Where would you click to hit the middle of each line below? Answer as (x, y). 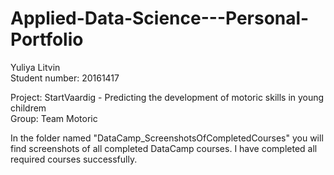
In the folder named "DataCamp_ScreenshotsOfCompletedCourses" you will (167, 138)
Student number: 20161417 (65, 78)
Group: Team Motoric (54, 118)
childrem (28, 108)
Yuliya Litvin (35, 67)
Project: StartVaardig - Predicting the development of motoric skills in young (167, 97)
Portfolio (47, 39)
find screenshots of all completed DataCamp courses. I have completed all (164, 148)
